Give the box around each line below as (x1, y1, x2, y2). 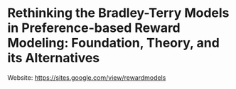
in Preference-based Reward (7, 20, 181, 36)
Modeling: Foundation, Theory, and (7, 35, 220, 51)
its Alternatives (7, 50, 100, 66)
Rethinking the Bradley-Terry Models (7, 5, 230, 21)
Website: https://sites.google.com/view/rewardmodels (7, 73, 166, 82)
